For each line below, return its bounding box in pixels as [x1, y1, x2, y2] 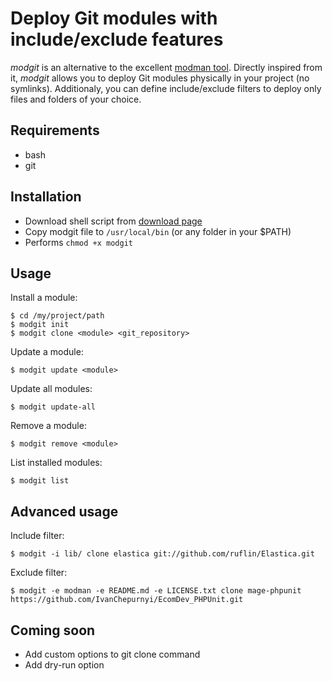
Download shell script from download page [24, 215, 203, 227]
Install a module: [10, 292, 78, 304]
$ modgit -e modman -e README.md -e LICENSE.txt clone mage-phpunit [10, 586, 302, 596]
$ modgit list [10, 476, 70, 486]
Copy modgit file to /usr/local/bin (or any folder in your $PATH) [24, 225, 292, 237]
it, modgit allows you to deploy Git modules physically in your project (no [10, 72, 310, 84]
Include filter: [10, 530, 65, 542]
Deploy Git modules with [10, 7, 218, 30]
